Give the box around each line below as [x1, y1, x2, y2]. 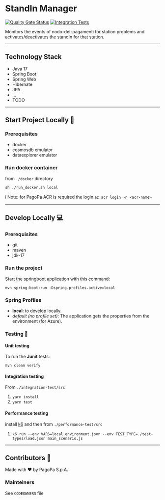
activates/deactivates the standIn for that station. [5, 34, 105, 40]
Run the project [5, 264, 43, 271]
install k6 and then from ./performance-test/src [5, 421, 103, 427]
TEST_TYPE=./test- [115, 431, 153, 437]
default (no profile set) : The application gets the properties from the [12, 313, 150, 319]
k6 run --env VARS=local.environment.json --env [12, 431, 114, 437]
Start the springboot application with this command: [5, 276, 110, 282]
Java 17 [12, 66, 28, 72]
